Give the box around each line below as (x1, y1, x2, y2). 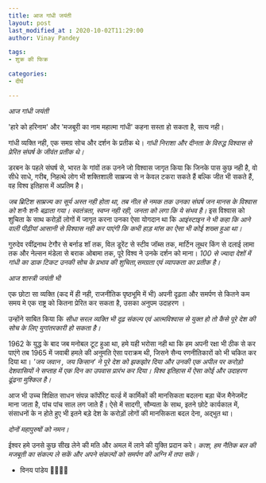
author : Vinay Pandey (8, 33, 80, 42)
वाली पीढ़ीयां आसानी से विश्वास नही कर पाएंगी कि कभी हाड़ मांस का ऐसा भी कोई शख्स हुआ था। (8, 224, 242, 233)
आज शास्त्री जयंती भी (8, 273, 61, 282)
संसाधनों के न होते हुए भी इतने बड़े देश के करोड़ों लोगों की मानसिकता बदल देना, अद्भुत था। (8, 408, 233, 418)
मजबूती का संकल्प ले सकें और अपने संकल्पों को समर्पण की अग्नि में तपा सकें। (8, 449, 199, 458)
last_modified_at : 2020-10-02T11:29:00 (8, 26, 145, 34)
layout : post (8, 19, 52, 27)
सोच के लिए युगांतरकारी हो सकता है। (8, 323, 101, 333)
